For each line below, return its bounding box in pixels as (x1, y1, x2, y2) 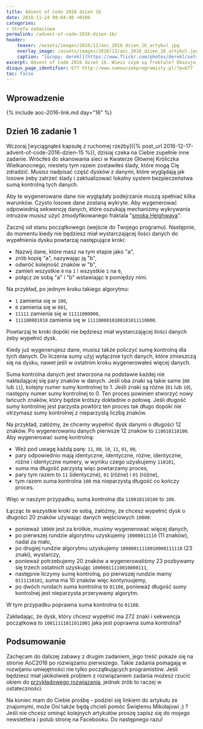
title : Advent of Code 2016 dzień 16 (6, 8, 101, 15)
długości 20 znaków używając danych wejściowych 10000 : (6, 514, 152, 521)
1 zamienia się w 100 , (14, 297, 68, 304)
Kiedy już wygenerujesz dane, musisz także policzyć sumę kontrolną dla (6, 346, 187, 353)
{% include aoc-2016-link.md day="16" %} (6, 109, 112, 116)
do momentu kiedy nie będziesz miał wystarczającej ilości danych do (6, 230, 178, 237)
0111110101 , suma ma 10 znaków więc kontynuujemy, (14, 576, 147, 584)
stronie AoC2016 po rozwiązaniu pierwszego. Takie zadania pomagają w (6, 659, 187, 666)
